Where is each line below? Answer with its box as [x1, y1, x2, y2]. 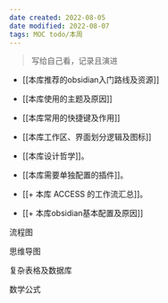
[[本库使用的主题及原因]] [21, 93, 113, 104]
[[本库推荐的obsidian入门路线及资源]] [21, 74, 160, 85]
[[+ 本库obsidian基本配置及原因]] [21, 208, 144, 219]
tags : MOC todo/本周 [9, 30, 83, 39]
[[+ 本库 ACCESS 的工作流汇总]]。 [21, 189, 148, 200]
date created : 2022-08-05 [9, 13, 105, 22]
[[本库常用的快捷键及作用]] [21, 113, 121, 124]
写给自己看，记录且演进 [30, 56, 118, 66]
